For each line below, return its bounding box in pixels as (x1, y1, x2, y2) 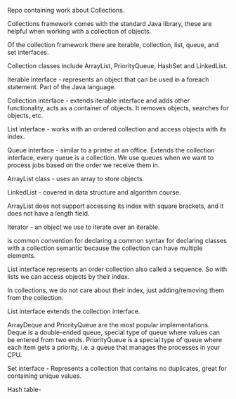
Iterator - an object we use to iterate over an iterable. (7, 223, 160, 231)
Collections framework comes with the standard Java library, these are (7, 20, 212, 27)
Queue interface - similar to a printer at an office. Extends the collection (7, 146, 215, 154)
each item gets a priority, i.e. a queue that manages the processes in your (7, 344, 221, 351)
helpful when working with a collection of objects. (7, 27, 152, 35)
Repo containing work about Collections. (7, 6, 125, 14)
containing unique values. (7, 372, 82, 380)
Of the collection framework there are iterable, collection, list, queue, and (7, 41, 219, 48)
